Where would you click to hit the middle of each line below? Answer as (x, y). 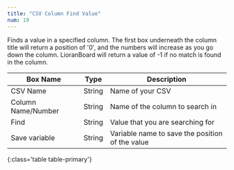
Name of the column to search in (164, 106)
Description (166, 79)
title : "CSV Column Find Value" (54, 14)
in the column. (28, 62)
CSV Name (29, 91)
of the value (130, 142)
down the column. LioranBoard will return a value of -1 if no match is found (114, 54)
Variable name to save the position (166, 133)
